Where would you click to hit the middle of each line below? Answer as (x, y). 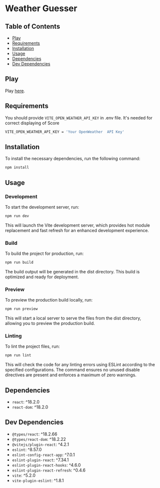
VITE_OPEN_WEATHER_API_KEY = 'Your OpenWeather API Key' (65, 132)
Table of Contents (33, 26)
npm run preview (21, 309)
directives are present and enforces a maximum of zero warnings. (71, 375)
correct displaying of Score (32, 123)
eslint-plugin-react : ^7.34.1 (40, 460)
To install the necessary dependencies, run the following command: (73, 159)
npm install (17, 168)
